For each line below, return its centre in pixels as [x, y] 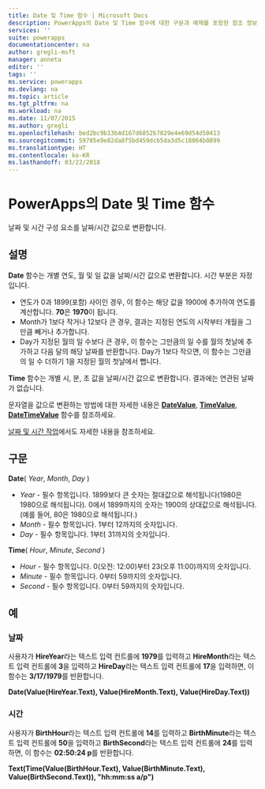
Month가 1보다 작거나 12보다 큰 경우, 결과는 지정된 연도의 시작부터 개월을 [132, 322]
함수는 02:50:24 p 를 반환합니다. [83, 753]
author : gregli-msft [42, 52]
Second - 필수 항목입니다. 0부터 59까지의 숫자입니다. [102, 586]
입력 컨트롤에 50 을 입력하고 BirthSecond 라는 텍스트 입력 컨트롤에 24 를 [127, 742]
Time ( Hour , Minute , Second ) [57, 549]
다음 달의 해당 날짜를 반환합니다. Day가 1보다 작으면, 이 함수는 [136, 351]
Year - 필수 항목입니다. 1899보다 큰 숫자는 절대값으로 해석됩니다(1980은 [131, 494]
